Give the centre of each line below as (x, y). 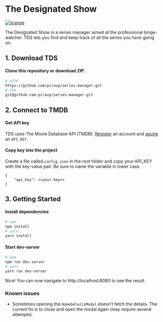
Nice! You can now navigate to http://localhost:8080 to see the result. (75, 280)
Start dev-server (23, 247)
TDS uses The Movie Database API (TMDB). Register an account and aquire (82, 133)
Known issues (22, 293)
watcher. (14, 37)
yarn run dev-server (26, 271)
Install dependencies (27, 211)
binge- (151, 32)
